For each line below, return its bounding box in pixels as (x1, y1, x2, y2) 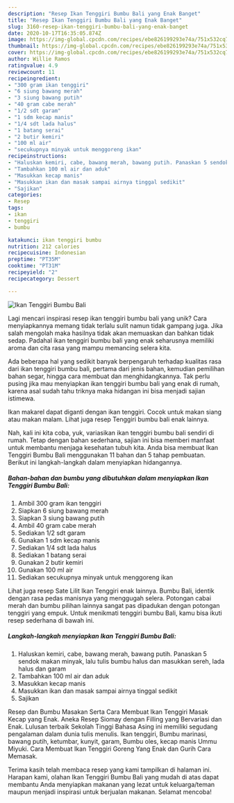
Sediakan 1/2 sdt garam (17, 529, 86, 537)
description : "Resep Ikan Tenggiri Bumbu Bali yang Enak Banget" (8, 10, 201, 17)
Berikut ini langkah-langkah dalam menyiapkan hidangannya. (8, 458, 183, 467)
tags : (8, 205, 24, 212)
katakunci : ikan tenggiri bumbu (8, 236, 101, 244)
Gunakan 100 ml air (17, 566, 74, 574)
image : (8, 36, 27, 43)
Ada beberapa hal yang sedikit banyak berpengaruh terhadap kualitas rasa (8, 357, 222, 366)
